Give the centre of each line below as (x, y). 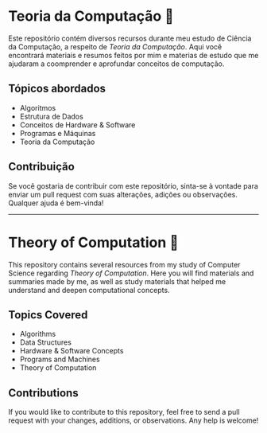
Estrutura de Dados (51, 116)
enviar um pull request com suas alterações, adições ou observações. (123, 194)
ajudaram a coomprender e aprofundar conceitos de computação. (116, 64)
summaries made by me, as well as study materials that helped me (117, 281)
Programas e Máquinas (58, 133)
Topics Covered (48, 315)
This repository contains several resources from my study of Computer (124, 264)
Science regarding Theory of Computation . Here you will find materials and (131, 273)
